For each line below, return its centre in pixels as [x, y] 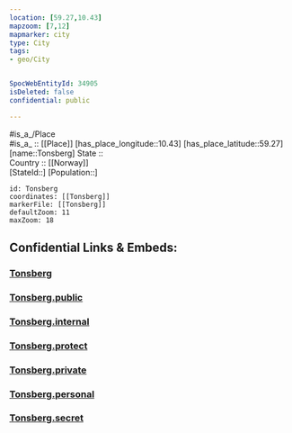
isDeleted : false [42, 92]
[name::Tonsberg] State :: [56, 153]
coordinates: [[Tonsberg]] [60, 196]
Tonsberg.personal [52, 394]
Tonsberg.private [48, 370]
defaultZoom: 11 [40, 212]
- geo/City [30, 59]
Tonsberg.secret [46, 418]
